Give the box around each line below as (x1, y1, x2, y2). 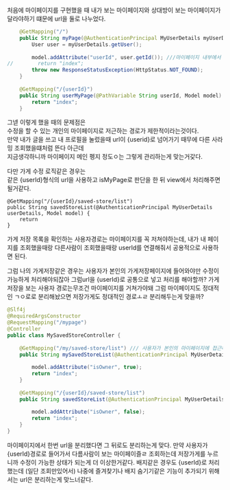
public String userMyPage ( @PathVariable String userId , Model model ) (19, 92, 222, 99)
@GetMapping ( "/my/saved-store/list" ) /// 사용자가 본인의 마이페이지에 (19, 344, 209, 352)
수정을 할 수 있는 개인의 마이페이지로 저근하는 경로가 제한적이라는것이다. (7, 126, 199, 135)
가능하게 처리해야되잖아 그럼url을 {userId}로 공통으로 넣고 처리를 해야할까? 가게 (7, 276, 220, 284)
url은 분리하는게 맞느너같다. (19, 475, 94, 483)
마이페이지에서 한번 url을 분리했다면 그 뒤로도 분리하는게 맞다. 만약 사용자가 (7, 441, 208, 449)
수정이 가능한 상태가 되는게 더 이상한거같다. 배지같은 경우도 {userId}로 (19, 458, 207, 466)
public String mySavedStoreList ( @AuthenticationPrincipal (19, 351, 188, 358)
